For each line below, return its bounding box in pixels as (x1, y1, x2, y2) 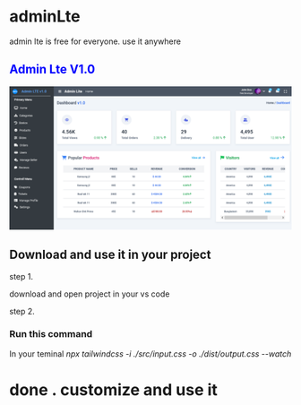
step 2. (9, 306, 36, 316)
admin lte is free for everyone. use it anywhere (9, 36, 182, 47)
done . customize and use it (9, 379, 218, 400)
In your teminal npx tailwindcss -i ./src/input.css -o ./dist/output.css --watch (9, 348, 292, 359)
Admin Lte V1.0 (9, 62, 96, 77)
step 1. (9, 271, 34, 281)
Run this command (9, 328, 93, 340)
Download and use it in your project (9, 247, 211, 263)
